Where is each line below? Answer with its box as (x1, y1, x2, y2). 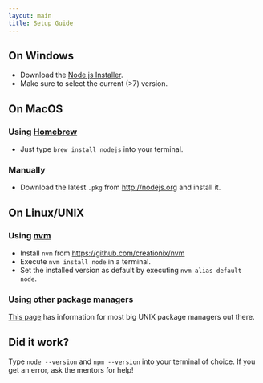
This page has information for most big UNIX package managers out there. (8, 312, 255, 322)
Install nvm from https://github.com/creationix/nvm (19, 248, 185, 258)
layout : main (8, 11, 52, 20)
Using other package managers (8, 294, 134, 305)
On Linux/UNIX (8, 206, 85, 219)
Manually (8, 164, 46, 175)
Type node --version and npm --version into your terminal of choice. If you (8, 357, 256, 366)
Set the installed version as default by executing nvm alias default (19, 265, 242, 275)
